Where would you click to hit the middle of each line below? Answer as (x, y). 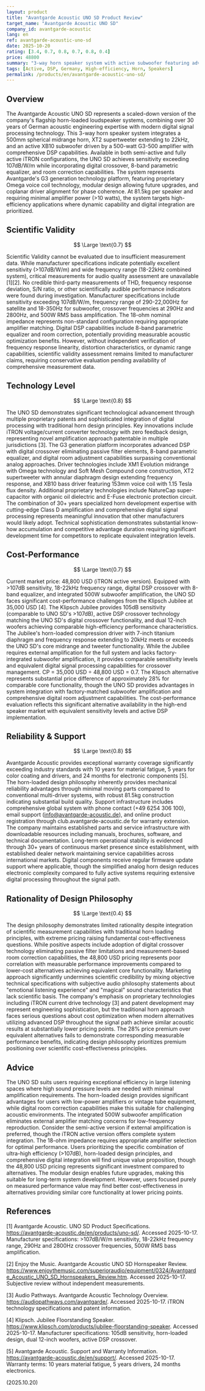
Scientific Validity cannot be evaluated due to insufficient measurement (96, 256)
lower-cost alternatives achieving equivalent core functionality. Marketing (99, 971)
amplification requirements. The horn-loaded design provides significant (97, 1095)
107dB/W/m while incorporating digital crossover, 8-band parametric (92, 166)
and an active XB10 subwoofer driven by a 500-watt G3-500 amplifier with (100, 146)
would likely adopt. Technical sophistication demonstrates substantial (94, 523)
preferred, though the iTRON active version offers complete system (91, 1134)
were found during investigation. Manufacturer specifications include (93, 295)
